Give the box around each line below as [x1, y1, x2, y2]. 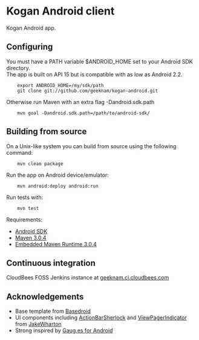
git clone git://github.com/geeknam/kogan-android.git [17, 88, 158, 94]
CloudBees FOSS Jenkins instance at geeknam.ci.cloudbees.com [6, 274, 169, 281]
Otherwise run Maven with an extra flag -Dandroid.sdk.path [6, 98, 155, 105]
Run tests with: [6, 194, 44, 201]
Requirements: [6, 216, 42, 223]
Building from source [6, 126, 87, 137]
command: [6, 149, 33, 156]
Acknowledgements [6, 292, 84, 302]
